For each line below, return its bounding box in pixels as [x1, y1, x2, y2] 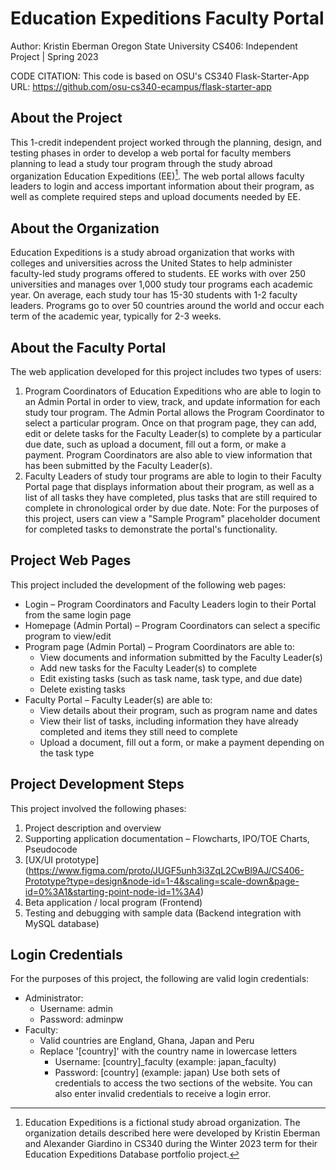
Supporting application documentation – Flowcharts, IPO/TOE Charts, [24, 832, 310, 844]
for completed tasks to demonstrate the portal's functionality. [24, 523, 278, 536]
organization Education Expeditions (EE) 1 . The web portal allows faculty [10, 168, 305, 182]
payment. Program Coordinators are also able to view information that [24, 449, 313, 461]
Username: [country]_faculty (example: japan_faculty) [54, 1056, 277, 1068]
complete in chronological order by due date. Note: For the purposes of [24, 502, 320, 514]
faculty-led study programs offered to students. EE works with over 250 [10, 268, 307, 280]
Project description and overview [24, 822, 162, 834]
